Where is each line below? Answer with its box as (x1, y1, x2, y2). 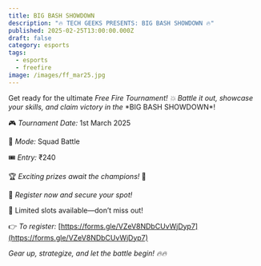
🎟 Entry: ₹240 (8, 153, 56, 162)
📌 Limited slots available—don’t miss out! (8, 205, 144, 215)
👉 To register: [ (8, 221, 62, 231)
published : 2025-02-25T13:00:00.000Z (8, 26, 135, 34)
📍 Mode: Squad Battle (8, 137, 80, 146)
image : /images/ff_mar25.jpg (8, 71, 106, 79)
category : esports (8, 42, 70, 50)
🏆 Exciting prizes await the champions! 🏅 (8, 171, 147, 181)
